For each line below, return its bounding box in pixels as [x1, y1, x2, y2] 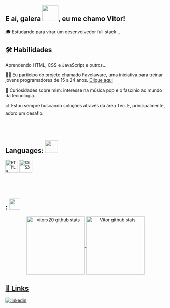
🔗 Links [5, 284, 29, 293]
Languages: [5, 146, 44, 155]
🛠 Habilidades [5, 46, 52, 54]
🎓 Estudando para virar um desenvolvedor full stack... [5, 29, 121, 35]
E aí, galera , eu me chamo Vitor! [5, 15, 126, 23]
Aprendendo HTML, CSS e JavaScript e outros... [5, 62, 107, 68]
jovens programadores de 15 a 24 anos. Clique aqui [5, 77, 113, 83]
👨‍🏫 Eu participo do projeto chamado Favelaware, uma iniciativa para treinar [5, 72, 163, 78]
